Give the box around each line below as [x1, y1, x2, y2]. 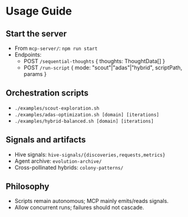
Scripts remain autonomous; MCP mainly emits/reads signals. [14, 198, 169, 205]
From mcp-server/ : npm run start [14, 44, 98, 52]
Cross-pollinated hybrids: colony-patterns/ [14, 164, 124, 171]
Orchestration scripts [5, 88, 89, 98]
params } [23, 71, 47, 77]
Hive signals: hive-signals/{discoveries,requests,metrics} [14, 151, 165, 158]
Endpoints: [14, 51, 42, 58]
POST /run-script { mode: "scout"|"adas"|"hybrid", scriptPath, [23, 64, 183, 71]
